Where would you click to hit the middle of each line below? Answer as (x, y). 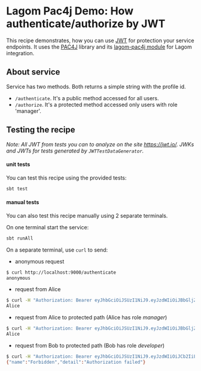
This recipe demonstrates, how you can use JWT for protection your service (100, 40)
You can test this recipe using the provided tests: (66, 178)
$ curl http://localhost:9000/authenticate (61, 272)
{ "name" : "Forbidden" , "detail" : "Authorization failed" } (76, 362)
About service (33, 72)
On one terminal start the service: (48, 227)
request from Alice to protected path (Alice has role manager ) (91, 318)
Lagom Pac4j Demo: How (70, 11)
